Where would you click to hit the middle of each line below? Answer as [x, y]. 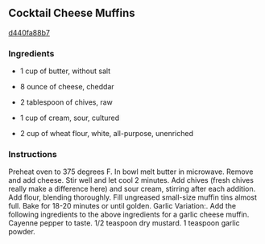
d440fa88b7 [29, 32]
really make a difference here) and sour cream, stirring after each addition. [132, 189]
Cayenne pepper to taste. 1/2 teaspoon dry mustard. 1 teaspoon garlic [124, 223]
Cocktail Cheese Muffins [72, 13]
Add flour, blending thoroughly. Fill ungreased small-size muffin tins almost [133, 197]
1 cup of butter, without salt [65, 71]
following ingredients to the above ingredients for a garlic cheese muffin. [129, 215]
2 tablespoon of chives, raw [66, 102]
